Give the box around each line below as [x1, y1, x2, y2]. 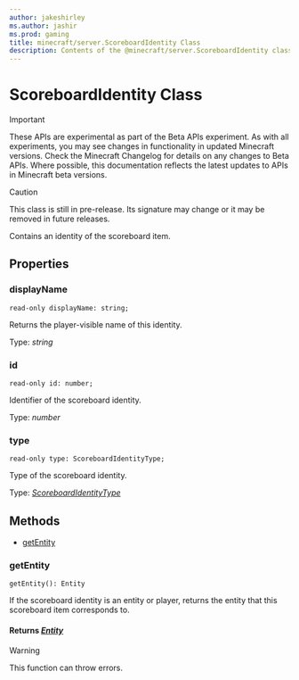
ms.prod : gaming [9, 29, 69, 38]
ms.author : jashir [9, 21, 77, 30]
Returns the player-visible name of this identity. [9, 319, 182, 330]
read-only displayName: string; [9, 303, 129, 312]
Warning [9, 644, 40, 656]
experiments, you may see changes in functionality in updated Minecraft [9, 141, 274, 152]
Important [9, 114, 45, 125]
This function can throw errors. [9, 662, 123, 673]
